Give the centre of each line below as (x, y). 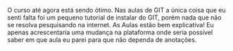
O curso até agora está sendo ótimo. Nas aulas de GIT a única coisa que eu (117, 10)
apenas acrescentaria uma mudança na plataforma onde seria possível (110, 32)
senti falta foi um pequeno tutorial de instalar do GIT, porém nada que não (114, 17)
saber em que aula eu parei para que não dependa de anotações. (102, 40)
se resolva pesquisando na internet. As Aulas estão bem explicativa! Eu (111, 25)
